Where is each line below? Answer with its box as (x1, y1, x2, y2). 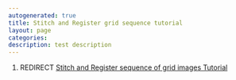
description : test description (8, 41, 112, 49)
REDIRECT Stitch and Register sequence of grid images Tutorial (19, 63, 228, 72)
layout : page (8, 26, 52, 34)
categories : (8, 33, 48, 42)
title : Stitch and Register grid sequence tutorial (8, 19, 183, 27)
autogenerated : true (8, 11, 77, 20)
